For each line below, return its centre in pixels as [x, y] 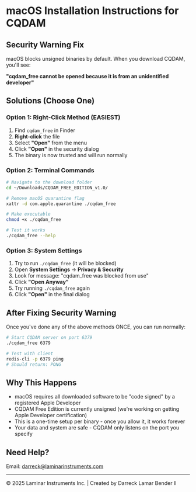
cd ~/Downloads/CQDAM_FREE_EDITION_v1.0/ [57, 188]
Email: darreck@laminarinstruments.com [55, 466]
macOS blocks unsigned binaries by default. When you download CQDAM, [96, 59]
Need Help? [28, 452]
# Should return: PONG [34, 364]
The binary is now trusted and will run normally [71, 155]
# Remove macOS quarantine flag [45, 198]
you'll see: [18, 65]
